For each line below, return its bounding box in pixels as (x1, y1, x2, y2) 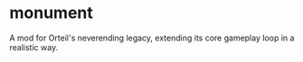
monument (9, 3, 93, 23)
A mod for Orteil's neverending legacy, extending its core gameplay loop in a (9, 32, 295, 43)
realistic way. (9, 41, 59, 52)
